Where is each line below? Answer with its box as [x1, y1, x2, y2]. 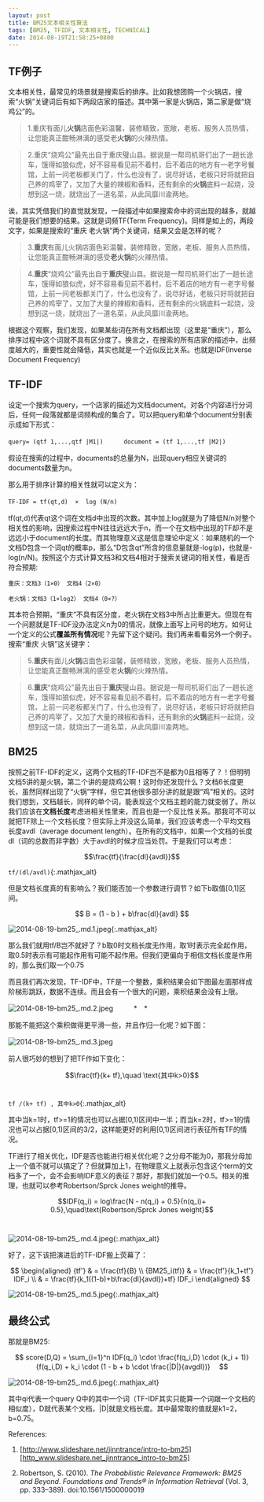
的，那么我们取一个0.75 [8, 960, 85, 970]
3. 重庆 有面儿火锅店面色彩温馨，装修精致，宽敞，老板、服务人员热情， [27, 243, 255, 252]
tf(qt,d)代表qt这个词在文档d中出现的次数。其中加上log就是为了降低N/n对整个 [8, 513, 256, 522]
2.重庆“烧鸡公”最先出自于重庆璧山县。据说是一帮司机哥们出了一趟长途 [27, 150, 254, 160]
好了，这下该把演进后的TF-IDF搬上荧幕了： [8, 1250, 148, 1259]
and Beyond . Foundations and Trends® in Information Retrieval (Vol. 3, [19, 1476, 249, 1485]
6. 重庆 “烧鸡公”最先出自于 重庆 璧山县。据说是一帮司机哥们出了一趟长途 [27, 682, 254, 692]
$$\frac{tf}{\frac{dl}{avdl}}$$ [83, 851, 181, 861]
